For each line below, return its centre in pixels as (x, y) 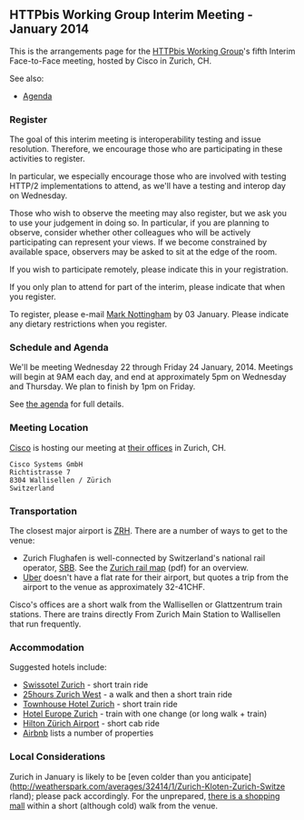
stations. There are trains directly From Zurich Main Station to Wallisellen (145, 614)
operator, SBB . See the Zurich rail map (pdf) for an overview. (136, 568)
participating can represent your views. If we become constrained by (138, 242)
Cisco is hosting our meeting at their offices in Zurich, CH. (118, 447)
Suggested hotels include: (58, 667)
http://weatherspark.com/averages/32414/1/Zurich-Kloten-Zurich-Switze (149, 786)
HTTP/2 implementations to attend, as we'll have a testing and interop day (147, 186)
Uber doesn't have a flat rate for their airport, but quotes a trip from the (155, 577)
